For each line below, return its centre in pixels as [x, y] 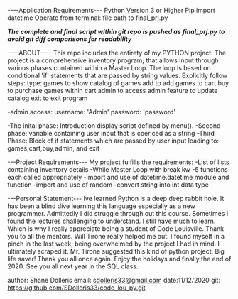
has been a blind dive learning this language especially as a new [101, 206]
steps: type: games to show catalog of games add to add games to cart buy [118, 83]
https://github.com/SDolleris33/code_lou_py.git [76, 288]
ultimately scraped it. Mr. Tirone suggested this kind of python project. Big [116, 251]
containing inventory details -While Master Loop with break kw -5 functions [118, 169]
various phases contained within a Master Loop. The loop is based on [109, 68]
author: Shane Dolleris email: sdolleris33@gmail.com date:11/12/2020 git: [114, 280]
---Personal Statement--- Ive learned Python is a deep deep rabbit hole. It [116, 199]
